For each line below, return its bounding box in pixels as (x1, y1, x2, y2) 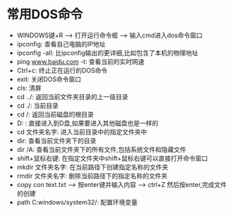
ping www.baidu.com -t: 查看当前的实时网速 (16, 57, 145, 65)
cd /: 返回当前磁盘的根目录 (16, 110, 94, 118)
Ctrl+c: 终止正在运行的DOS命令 (16, 66, 108, 75)
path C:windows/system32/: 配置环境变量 (16, 198, 138, 206)
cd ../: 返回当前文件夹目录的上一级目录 (16, 92, 128, 101)
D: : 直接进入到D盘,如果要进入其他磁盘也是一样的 (16, 119, 159, 127)
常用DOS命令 (6, 6, 83, 22)
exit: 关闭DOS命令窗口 (16, 75, 82, 83)
